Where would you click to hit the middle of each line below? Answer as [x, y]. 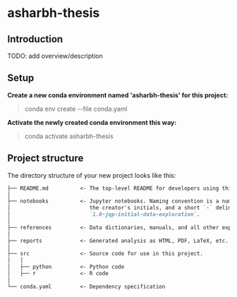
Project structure [45, 158]
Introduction [35, 39]
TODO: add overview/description [55, 56]
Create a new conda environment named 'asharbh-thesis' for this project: [118, 95]
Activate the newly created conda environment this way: [92, 122]
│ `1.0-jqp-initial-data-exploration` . [104, 214]
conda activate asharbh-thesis [69, 136]
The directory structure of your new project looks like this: [92, 175]
